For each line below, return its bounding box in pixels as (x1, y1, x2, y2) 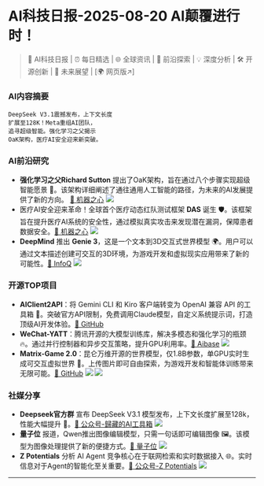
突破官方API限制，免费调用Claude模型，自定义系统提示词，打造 (46, 309, 253, 319)
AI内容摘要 (8, 91, 49, 102)
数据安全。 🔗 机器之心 (19, 226, 89, 236)
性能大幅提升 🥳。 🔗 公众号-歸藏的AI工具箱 (19, 419, 153, 429)
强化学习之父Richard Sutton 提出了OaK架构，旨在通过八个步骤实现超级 (19, 175, 251, 184)
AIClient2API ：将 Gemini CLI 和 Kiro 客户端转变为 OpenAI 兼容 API (19, 299, 236, 309)
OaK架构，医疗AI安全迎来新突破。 (8, 135, 102, 144)
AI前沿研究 (8, 155, 49, 166)
